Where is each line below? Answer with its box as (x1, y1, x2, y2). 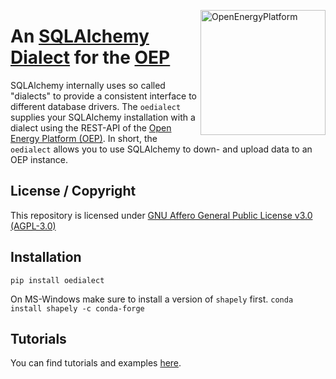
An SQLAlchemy (10, 25, 150, 48)
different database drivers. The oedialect (10, 100, 182, 112)
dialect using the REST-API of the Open (10, 121, 172, 134)
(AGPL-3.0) (10, 220, 57, 232)
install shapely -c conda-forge (10, 303, 145, 314)
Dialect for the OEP (10, 46, 171, 69)
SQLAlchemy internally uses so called (10, 79, 166, 91)
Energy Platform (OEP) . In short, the (10, 132, 158, 144)
